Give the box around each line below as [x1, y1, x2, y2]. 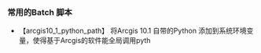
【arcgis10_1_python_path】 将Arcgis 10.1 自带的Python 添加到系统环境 [18, 26, 247, 36]
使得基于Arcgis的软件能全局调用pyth [32, 36, 151, 45]
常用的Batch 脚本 [7, 6, 72, 17]
